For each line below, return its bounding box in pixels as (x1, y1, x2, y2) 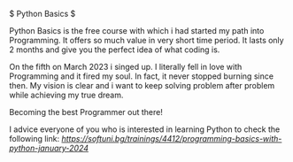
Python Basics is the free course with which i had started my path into (9, 26, 265, 35)
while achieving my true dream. (9, 89, 124, 100)
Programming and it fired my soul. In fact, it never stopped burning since (9, 71, 274, 81)
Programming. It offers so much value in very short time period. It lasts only (9, 35, 285, 45)
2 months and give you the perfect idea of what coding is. (9, 44, 220, 55)
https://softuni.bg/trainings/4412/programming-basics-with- (61, 134, 282, 143)
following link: (9, 134, 60, 143)
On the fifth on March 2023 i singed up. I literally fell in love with (9, 62, 243, 72)
